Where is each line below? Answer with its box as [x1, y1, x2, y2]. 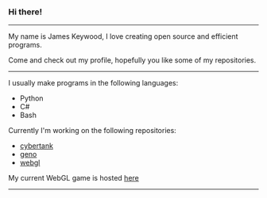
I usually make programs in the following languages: [8, 78, 179, 88]
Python [19, 93, 44, 103]
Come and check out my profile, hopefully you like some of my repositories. [8, 55, 257, 65]
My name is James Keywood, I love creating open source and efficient [8, 32, 238, 41]
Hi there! [8, 6, 43, 17]
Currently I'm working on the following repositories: [8, 126, 176, 135]
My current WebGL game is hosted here [8, 173, 139, 183]
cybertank [19, 141, 54, 150]
